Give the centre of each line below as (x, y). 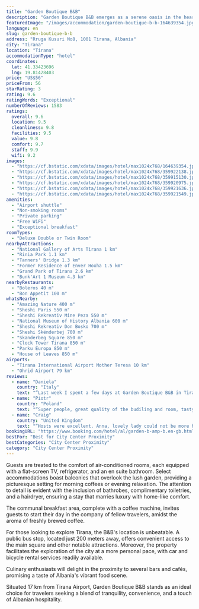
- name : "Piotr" (31, 399)
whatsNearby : (22, 299)
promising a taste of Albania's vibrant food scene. (67, 575)
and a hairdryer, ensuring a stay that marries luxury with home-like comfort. (98, 496)
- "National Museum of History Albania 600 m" (70, 321)
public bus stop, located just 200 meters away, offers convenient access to (98, 538)
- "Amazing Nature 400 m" (44, 304)
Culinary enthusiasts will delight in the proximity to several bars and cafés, (97, 569)
